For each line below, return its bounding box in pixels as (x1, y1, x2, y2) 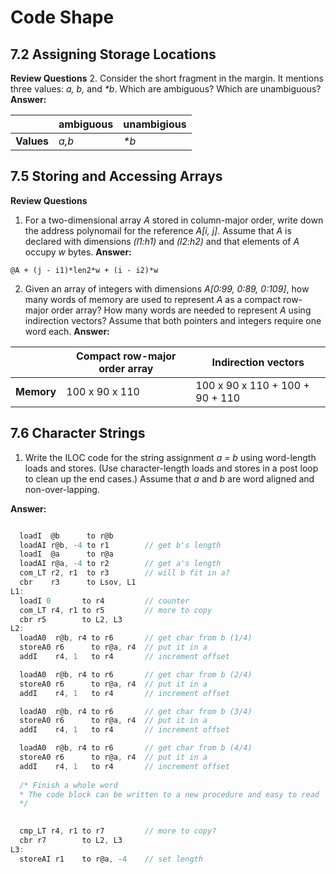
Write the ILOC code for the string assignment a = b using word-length (24, 451, 317, 463)
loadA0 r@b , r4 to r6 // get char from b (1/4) (19, 633, 253, 643)
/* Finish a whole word (19, 780, 118, 790)
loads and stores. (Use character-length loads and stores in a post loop (24, 462, 319, 474)
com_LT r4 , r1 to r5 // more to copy (19, 605, 213, 615)
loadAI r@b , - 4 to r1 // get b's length (19, 540, 222, 550)
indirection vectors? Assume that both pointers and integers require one (24, 314, 322, 326)
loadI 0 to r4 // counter (19, 596, 190, 606)
